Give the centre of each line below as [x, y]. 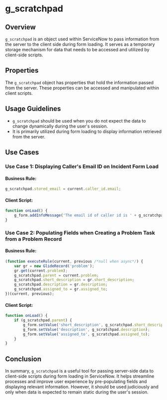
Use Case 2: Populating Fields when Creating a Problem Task [80, 233]
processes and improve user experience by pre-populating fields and [76, 382]
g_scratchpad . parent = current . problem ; [56, 275]
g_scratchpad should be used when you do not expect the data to [79, 121]
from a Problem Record [34, 239]
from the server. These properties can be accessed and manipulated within [82, 88]
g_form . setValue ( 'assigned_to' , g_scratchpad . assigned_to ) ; [86, 334]
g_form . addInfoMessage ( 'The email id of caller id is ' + [75, 215]
